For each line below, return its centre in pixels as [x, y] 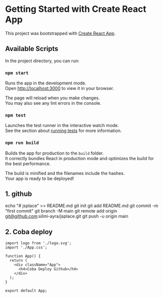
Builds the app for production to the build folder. [55, 153]
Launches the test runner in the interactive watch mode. [62, 126]
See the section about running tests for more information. [63, 131]
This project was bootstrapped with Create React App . [61, 33]
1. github [19, 194]
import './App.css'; [26, 248]
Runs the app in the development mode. [46, 83]
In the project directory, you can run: [42, 61]
